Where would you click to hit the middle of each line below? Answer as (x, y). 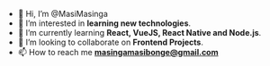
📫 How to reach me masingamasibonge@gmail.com (118, 52)
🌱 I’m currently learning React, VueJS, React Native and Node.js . (139, 33)
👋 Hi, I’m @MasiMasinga (63, 14)
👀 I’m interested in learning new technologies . (104, 23)
